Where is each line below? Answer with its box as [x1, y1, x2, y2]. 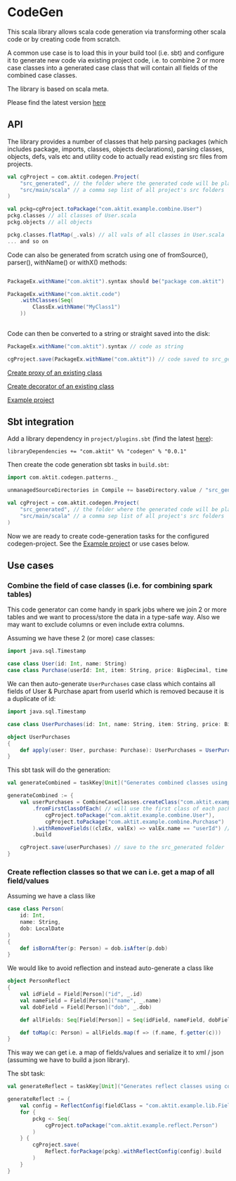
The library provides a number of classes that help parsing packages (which [7, 137, 228, 146]
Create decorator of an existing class [7, 382, 114, 390]
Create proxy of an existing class [7, 368, 103, 377]
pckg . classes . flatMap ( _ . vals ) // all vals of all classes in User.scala [7, 231, 225, 238]
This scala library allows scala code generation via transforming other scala [7, 27, 226, 36]
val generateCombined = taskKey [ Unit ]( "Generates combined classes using [7, 780, 228, 787]
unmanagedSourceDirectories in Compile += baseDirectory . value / [7, 486, 202, 494]
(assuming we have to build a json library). [7, 1056, 130, 1064]
